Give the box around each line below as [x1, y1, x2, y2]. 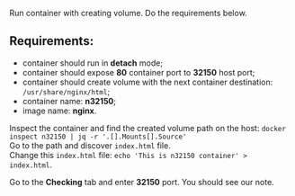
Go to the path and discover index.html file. [9, 139, 171, 151]
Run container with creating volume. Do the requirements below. [9, 8, 247, 18]
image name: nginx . [22, 105, 97, 116]
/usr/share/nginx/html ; [22, 85, 111, 97]
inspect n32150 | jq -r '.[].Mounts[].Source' [9, 132, 187, 141]
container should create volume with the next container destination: [22, 76, 273, 87]
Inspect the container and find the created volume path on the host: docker [9, 122, 286, 133]
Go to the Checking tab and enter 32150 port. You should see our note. [9, 176, 274, 187]
